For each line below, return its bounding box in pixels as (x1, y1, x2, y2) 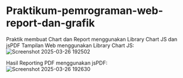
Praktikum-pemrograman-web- (6, 4, 163, 17)
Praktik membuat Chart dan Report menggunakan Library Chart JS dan (6, 36, 178, 42)
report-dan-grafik (6, 16, 95, 30)
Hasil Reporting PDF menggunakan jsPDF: (6, 59, 107, 66)
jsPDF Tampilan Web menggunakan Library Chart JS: (6, 42, 135, 49)
